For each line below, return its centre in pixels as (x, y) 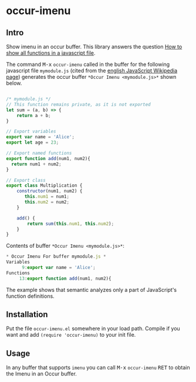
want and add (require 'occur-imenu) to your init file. (71, 335)
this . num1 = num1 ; (47, 197)
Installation (27, 315)
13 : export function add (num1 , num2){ (65, 278)
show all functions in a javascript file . (51, 53)
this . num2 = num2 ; (47, 202)
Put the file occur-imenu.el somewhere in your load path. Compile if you (93, 328)
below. (14, 83)
